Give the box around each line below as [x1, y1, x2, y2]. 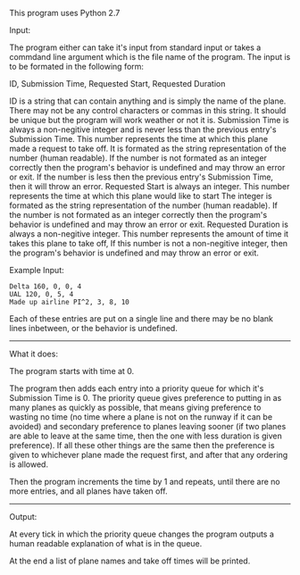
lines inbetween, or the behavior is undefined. [9, 323, 179, 333]
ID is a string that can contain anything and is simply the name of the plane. [9, 96, 287, 106]
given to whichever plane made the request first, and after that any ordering [9, 450, 288, 460]
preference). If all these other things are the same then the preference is [9, 440, 275, 450]
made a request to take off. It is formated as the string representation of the [9, 143, 287, 154]
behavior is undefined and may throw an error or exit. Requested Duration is [9, 219, 288, 229]
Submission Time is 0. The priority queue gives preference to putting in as [9, 393, 282, 403]
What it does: [9, 348, 58, 359]
